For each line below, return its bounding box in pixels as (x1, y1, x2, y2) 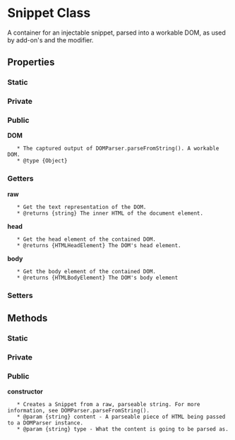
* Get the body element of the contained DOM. (16, 268, 157, 275)
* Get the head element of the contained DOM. (16, 235, 157, 243)
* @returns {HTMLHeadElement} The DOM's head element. (16, 242, 181, 249)
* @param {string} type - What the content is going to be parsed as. (16, 426, 229, 433)
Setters (7, 290, 33, 300)
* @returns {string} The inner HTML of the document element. (16, 210, 203, 217)
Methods (7, 312, 48, 324)
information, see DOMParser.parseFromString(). (7, 408, 150, 415)
